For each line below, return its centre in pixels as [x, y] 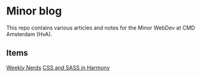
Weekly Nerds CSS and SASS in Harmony [58, 67]
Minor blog [34, 11]
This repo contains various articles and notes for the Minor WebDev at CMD [101, 28]
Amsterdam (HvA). [29, 34]
